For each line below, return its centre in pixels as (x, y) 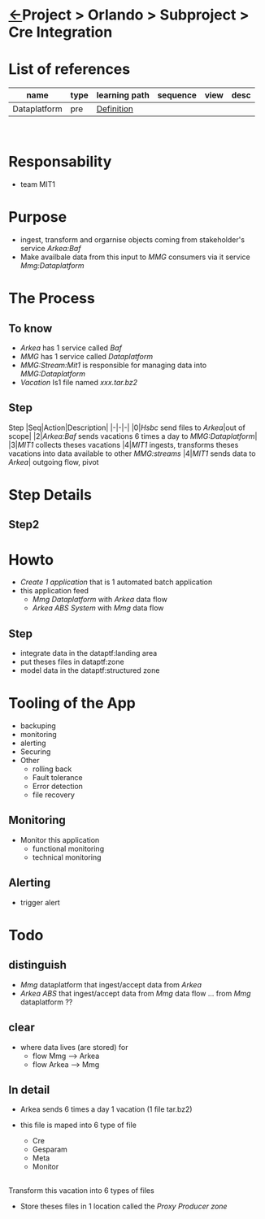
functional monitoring (68, 848)
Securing (35, 752)
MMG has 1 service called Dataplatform (86, 356)
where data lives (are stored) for (74, 1047)
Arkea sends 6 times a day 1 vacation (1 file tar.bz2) (106, 1109)
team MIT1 (37, 184)
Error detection (58, 787)
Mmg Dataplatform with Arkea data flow (100, 600)
